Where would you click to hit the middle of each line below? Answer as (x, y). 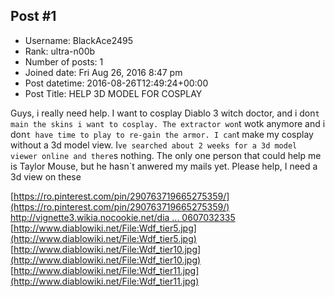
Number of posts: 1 (64, 61)
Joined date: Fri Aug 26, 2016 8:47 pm (103, 72)
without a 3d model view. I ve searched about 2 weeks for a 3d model (154, 145)
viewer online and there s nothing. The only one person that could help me (166, 155)
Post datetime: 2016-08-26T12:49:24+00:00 (116, 83)
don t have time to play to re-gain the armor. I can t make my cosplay (162, 134)
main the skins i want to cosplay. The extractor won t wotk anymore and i (168, 123)
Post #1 (33, 16)
